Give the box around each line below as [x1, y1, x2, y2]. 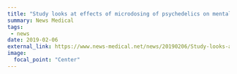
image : [7, 50, 27, 57]
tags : [7, 23, 23, 30]
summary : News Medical [7, 17, 74, 24]
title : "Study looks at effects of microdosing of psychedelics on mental [7, 10, 232, 18]
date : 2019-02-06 [7, 37, 59, 44]
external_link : [7, 43, 52, 50]
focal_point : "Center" [13, 56, 80, 63]
